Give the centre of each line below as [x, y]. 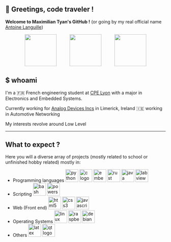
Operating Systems [33, 222]
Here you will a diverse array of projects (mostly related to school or [77, 157]
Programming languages [38, 180]
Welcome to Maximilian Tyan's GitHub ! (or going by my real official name [83, 21]
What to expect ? [33, 145]
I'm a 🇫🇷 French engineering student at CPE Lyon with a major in [74, 93]
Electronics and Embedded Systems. [44, 98]
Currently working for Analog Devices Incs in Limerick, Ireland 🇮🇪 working [84, 108]
